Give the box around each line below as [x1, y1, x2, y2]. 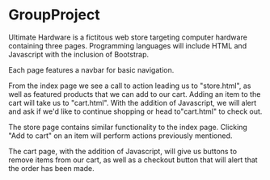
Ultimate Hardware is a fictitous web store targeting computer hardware [8, 32, 248, 42]
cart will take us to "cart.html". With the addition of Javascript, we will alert [8, 98, 257, 107]
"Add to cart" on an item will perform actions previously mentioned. [8, 131, 233, 140]
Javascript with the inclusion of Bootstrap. [8, 49, 150, 59]
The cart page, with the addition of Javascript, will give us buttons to [8, 146, 237, 156]
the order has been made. [8, 163, 95, 173]
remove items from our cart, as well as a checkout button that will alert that [8, 155, 258, 165]
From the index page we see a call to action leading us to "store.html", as [8, 81, 251, 90]
